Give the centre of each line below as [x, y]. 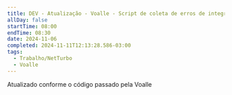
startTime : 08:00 [32, 26]
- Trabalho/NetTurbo [43, 59]
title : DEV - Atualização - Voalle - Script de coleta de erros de [106, 13]
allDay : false [28, 20]
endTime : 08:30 [29, 33]
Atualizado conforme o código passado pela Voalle [79, 84]
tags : [15, 52]
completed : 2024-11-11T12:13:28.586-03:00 [69, 45]
